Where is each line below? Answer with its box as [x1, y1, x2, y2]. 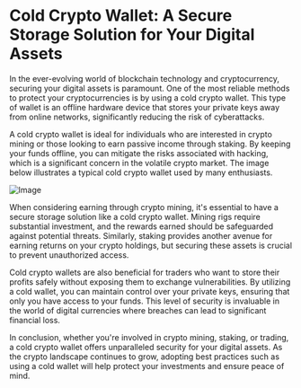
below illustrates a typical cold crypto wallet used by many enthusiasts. [9, 167, 273, 178]
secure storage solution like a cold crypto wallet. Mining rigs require [9, 211, 261, 222]
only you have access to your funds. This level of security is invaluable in [9, 295, 280, 306]
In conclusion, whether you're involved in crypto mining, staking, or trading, [9, 331, 289, 342]
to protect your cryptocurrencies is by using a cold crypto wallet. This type [9, 92, 287, 103]
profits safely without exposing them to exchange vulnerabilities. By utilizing [9, 276, 291, 287]
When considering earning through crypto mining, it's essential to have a [9, 201, 279, 212]
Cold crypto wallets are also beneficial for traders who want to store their [9, 267, 280, 278]
